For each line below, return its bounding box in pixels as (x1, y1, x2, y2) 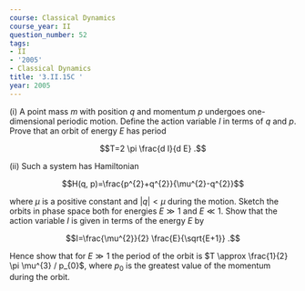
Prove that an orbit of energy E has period (9, 125, 167, 136)
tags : (9, 38, 30, 48)
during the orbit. (9, 272, 70, 283)
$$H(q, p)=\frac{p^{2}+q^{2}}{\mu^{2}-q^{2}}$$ (61, 178, 245, 189)
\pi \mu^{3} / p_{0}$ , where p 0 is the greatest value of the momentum (9, 260, 271, 273)
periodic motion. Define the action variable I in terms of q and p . (56, 115, 297, 126)
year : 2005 (9, 81, 51, 90)
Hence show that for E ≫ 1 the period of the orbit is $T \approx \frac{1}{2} (9, 250, 289, 261)
